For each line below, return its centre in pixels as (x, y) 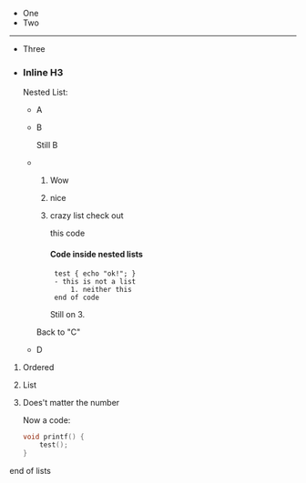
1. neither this (101, 289)
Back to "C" (58, 332)
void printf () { (53, 437)
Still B (47, 146)
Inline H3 (43, 72)
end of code (77, 297)
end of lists (31, 471)
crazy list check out (87, 216)
